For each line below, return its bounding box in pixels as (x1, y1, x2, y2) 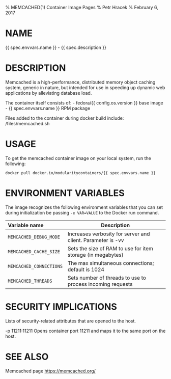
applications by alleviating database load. (5, 90, 92, 96)
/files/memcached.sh (5, 120, 50, 126)
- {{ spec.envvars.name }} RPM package (5, 105, 91, 111)
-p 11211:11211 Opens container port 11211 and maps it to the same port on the (5, 328, 166, 334)
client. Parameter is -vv (67, 236, 124, 243)
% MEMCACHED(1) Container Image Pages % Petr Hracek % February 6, (5, 5, 159, 10)
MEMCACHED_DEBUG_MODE (8, 234, 60, 240)
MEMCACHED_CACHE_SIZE (8, 249, 60, 254)
